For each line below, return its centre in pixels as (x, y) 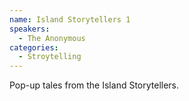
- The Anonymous (52, 38)
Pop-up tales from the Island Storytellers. (94, 85)
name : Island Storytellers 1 (70, 19)
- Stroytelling (50, 57)
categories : (34, 47)
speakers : (30, 29)
